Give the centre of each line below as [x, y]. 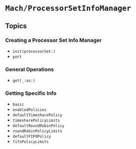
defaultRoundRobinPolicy [38, 126]
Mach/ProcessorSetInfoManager [68, 8]
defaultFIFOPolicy [32, 136]
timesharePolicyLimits [36, 121]
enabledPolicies [29, 110]
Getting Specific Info [31, 93]
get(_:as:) [24, 81]
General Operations [30, 69]
